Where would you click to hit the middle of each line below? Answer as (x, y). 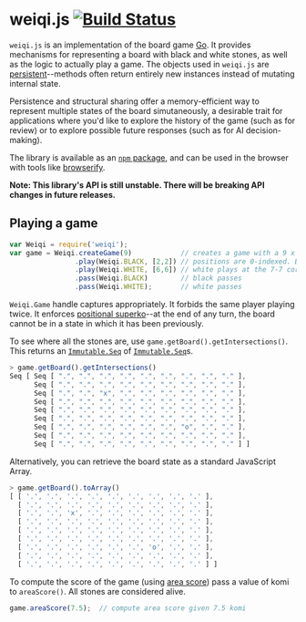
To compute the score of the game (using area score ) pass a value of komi (149, 581)
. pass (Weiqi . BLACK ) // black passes (158, 278)
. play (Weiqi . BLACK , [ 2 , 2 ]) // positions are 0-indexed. (183, 261)
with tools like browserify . (57, 167)
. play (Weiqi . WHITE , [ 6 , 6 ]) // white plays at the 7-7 (178, 270)
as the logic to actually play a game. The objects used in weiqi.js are (139, 64)
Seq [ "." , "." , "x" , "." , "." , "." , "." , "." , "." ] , (140, 393)
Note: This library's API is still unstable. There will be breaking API (137, 185)
